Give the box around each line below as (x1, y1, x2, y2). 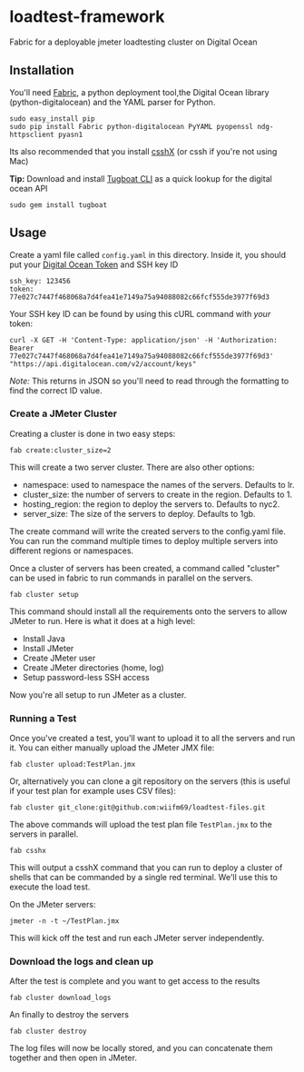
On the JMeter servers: (9, 899, 96, 910)
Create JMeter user (22, 652, 96, 663)
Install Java (22, 633, 65, 644)
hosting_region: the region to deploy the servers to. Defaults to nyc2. (22, 498, 280, 510)
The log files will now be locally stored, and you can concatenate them (9, 1043, 273, 1054)
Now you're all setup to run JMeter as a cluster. (9, 689, 187, 700)
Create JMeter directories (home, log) (22, 661, 165, 673)
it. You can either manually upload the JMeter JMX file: (9, 742, 215, 753)
